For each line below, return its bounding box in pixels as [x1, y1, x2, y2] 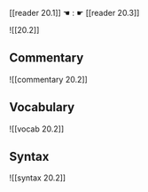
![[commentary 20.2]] [9, 74, 89, 84]
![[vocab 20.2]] [9, 124, 65, 134]
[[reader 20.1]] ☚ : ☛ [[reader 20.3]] [9, 8, 140, 18]
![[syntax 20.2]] [9, 172, 66, 183]
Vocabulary [9, 100, 75, 115]
